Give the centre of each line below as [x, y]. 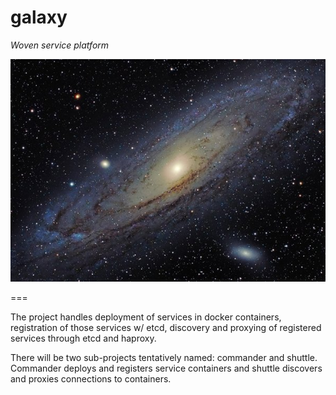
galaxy [39, 17]
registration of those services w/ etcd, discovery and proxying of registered [166, 328]
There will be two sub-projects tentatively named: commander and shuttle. [164, 358]
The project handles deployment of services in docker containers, [146, 317]
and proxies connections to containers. [91, 379]
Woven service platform [60, 45]
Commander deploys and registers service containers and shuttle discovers [166, 368]
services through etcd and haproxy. [83, 338]
